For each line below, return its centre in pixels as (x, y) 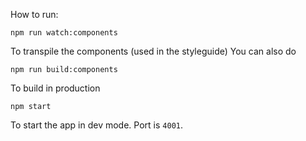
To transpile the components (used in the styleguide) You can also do (153, 51)
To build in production (55, 88)
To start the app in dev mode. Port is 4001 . (96, 125)
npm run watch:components (64, 33)
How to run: (34, 14)
